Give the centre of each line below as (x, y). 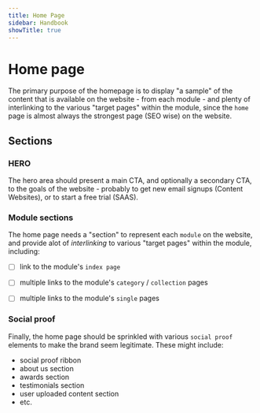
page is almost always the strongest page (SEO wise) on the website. (120, 116)
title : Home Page (37, 15)
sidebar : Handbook (38, 23)
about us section (47, 368)
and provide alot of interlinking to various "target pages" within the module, (130, 243)
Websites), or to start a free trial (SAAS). (73, 197)
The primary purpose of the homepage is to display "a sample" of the (121, 91)
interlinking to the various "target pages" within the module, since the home (128, 108)
